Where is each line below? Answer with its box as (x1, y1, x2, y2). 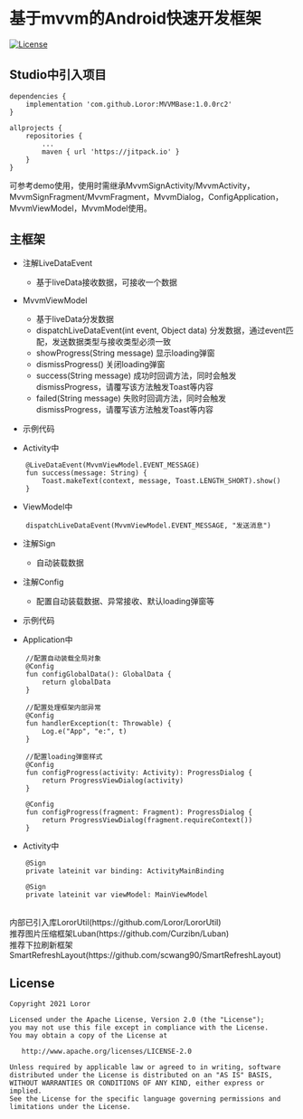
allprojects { (9, 123, 63, 132)
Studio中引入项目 (9, 67, 107, 82)
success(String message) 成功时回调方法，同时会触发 (35, 370, 237, 381)
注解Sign (22, 537, 56, 548)
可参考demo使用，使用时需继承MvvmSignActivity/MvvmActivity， (9, 180, 255, 191)
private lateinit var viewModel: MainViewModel (25, 890, 208, 899)
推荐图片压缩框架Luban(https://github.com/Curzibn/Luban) (9, 928, 230, 939)
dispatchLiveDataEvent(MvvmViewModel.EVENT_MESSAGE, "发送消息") (25, 521, 271, 530)
